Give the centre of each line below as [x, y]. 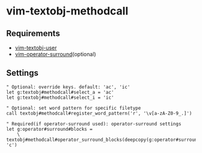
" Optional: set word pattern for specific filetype [74, 108]
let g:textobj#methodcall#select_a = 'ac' [60, 92]
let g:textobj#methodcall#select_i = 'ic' [60, 98]
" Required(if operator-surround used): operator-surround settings [94, 124]
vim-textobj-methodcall [67, 11]
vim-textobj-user [36, 48]
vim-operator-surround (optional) [55, 54]
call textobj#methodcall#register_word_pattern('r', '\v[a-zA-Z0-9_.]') [99, 113]
